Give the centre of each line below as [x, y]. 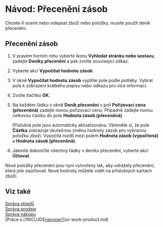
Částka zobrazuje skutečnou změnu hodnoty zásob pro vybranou [79, 130]
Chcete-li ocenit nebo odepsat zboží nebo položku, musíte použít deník [78, 23]
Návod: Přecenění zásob [56, 9]
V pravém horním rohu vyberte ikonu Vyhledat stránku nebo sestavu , [84, 56]
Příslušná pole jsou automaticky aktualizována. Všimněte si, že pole [81, 125]
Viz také [18, 191]
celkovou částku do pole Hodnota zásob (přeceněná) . [68, 115]
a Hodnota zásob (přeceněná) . [44, 141]
